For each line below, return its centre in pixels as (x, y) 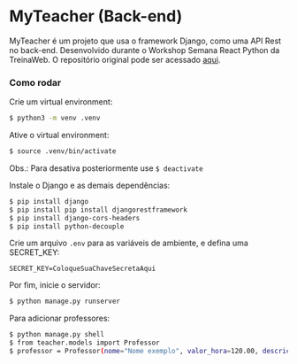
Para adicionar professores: (60, 318)
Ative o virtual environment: (59, 136)
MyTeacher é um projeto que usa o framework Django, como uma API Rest (145, 41)
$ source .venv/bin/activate (63, 151)
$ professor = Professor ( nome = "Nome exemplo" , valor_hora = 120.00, (134, 352)
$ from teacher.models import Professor (85, 343)
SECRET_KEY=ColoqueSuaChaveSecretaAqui (83, 269)
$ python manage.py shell (57, 335)
